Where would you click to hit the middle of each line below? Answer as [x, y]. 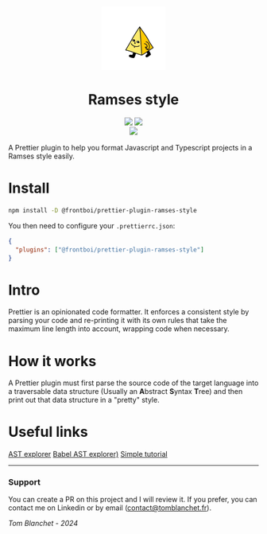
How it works [52, 361]
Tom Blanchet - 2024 [43, 524]
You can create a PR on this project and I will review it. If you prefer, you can [133, 500]
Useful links [48, 432]
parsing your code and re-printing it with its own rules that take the [118, 321]
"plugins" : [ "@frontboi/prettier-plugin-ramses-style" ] [110, 249]
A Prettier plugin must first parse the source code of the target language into [133, 383]
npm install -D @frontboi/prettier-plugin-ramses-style [103, 210]
